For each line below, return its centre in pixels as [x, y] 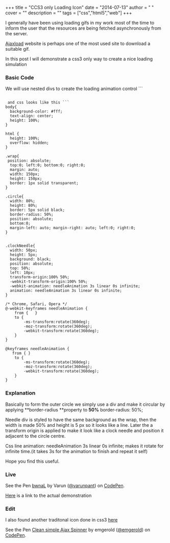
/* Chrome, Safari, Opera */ [36, 304]
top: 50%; [20, 268]
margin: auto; [25, 170]
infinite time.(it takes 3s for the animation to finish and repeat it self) [77, 451]
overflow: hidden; [30, 143]
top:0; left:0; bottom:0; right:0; [48, 165]
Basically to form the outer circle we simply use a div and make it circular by [85, 404]
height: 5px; [24, 255]
